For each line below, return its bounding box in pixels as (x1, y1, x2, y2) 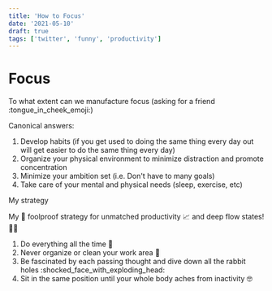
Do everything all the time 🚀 (19, 239, 114, 249)
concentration (19, 163, 67, 172)
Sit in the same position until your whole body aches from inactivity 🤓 (19, 274, 253, 284)
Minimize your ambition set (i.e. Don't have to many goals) (19, 172, 215, 181)
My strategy (8, 196, 49, 206)
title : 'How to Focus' (8, 11, 85, 20)
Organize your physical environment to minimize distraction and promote (19, 154, 264, 163)
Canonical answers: (8, 121, 75, 131)
